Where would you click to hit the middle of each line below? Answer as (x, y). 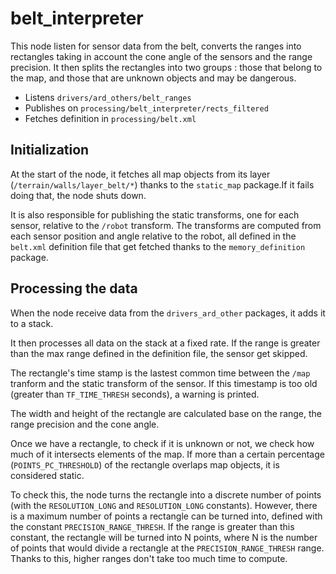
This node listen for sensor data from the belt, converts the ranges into (156, 46)
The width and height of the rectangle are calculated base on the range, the (166, 413)
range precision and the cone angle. (85, 424)
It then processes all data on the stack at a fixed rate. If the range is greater (165, 343)
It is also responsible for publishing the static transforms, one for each (155, 214)
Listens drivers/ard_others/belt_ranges (108, 97)
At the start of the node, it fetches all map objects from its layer (140, 174)
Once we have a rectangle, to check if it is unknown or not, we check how (162, 443)
